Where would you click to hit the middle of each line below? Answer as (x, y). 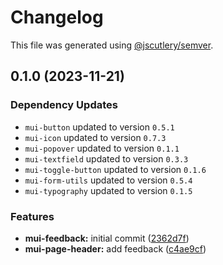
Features (32, 216)
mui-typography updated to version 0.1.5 (108, 190)
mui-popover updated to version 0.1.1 (102, 148)
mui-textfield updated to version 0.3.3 (106, 158)
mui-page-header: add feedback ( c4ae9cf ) (115, 248)
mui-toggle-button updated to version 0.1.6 (115, 169)
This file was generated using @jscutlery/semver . (112, 45)
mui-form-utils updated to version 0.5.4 (108, 180)
